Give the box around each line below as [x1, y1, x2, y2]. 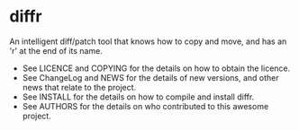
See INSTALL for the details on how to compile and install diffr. [22, 91, 255, 102]
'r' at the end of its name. [9, 45, 104, 56]
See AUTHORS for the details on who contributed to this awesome [22, 100, 269, 111]
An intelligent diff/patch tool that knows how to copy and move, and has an [9, 36, 287, 47]
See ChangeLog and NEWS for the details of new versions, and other [22, 72, 279, 82]
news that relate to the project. [22, 82, 137, 92]
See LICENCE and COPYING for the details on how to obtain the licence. [22, 63, 291, 74]
